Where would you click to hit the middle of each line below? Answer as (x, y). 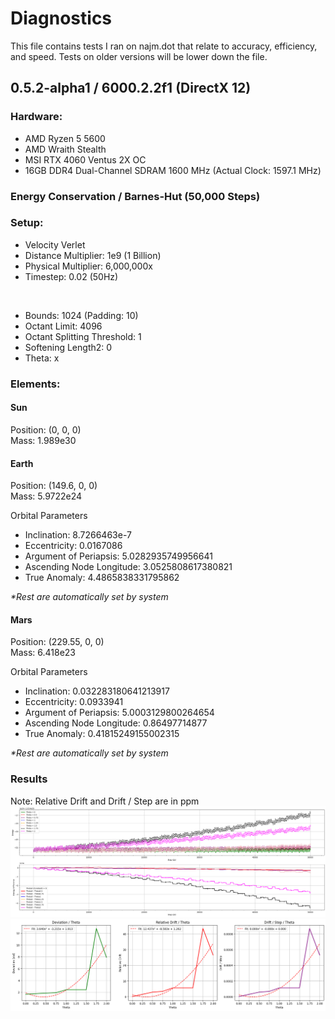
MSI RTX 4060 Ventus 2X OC (85, 159)
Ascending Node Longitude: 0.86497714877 (116, 723)
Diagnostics (61, 18)
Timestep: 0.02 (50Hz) (71, 276)
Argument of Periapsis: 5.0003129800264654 (119, 713)
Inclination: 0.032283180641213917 (97, 691)
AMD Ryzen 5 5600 (65, 138)
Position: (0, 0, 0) (46, 429)
